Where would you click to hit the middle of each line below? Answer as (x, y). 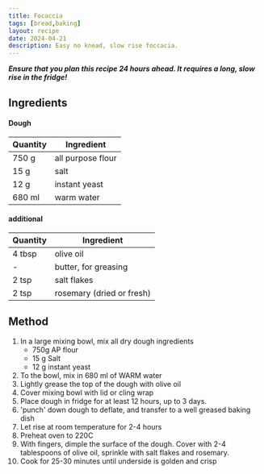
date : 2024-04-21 (38, 38)
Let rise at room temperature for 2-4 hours (91, 426)
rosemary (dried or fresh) (103, 293)
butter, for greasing (91, 267)
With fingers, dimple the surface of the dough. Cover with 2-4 (123, 443)
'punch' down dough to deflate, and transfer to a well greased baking (135, 410)
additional (25, 219)
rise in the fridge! (38, 77)
